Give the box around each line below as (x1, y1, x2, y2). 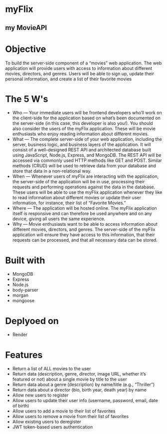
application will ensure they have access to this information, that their (12, 232, 156, 238)
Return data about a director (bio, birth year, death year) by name (12, 387, 147, 393)
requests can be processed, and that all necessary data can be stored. (12, 237, 158, 243)
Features (5, 349, 43, 361)
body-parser (12, 287, 38, 293)
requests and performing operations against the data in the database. (12, 184, 156, 190)
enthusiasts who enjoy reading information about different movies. (12, 131, 149, 137)
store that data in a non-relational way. (12, 168, 92, 174)
